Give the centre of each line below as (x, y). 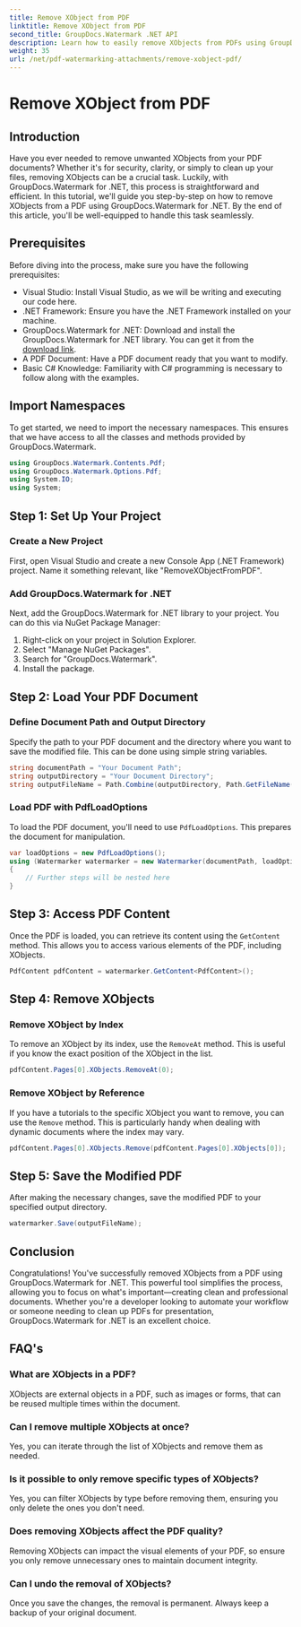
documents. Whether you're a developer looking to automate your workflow (149, 1302)
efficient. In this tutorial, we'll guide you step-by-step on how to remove (141, 196)
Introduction (45, 137)
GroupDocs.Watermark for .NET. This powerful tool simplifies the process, (146, 1283)
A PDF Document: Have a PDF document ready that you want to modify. (155, 359)
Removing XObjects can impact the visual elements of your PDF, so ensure (147, 1551)
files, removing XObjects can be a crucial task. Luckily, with (119, 177)
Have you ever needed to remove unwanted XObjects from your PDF (136, 158)
